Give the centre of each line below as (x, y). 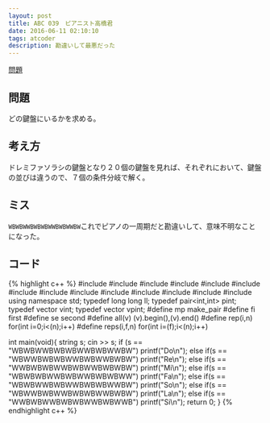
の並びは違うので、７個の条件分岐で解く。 (79, 177)
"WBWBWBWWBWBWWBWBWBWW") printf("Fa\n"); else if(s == (117, 376)
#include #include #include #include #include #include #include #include (130, 292)
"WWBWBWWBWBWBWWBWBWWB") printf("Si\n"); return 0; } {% (120, 402)
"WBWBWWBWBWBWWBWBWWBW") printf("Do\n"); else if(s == (118, 350)
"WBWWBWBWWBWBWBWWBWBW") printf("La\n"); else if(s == (117, 394)
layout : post (30, 16)
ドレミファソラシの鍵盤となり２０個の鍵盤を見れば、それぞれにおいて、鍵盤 (135, 167)
